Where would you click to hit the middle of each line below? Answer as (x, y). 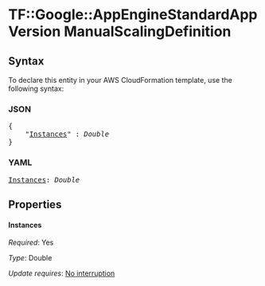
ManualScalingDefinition (147, 31)
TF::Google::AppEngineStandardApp (133, 15)
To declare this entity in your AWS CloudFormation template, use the (120, 80)
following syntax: (36, 88)
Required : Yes (31, 243)
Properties (35, 204)
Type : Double (30, 258)
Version (35, 31)
